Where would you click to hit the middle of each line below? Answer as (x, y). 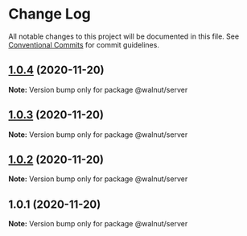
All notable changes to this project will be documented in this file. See (124, 36)
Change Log (49, 14)
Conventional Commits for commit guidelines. (84, 44)
